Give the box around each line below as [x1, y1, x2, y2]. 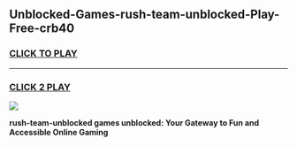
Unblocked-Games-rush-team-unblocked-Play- [9, 7, 280, 22]
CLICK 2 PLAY [9, 81, 71, 93]
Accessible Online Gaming [9, 127, 109, 137]
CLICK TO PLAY [9, 48, 78, 60]
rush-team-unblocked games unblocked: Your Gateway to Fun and [9, 117, 260, 127]
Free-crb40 [9, 21, 75, 36]
